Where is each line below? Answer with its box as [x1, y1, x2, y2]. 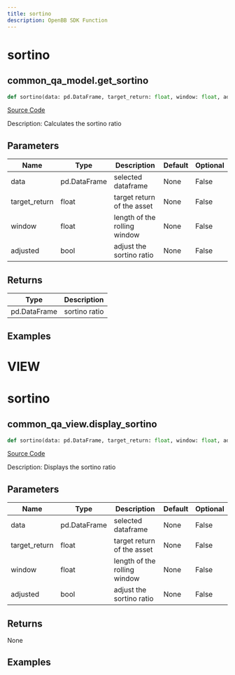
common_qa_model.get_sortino [7, 75, 149, 87]
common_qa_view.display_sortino [7, 418, 157, 431]
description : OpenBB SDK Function [7, 17, 108, 24]
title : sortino [7, 10, 52, 18]
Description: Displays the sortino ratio [7, 463, 116, 471]
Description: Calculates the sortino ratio [7, 120, 122, 128]
